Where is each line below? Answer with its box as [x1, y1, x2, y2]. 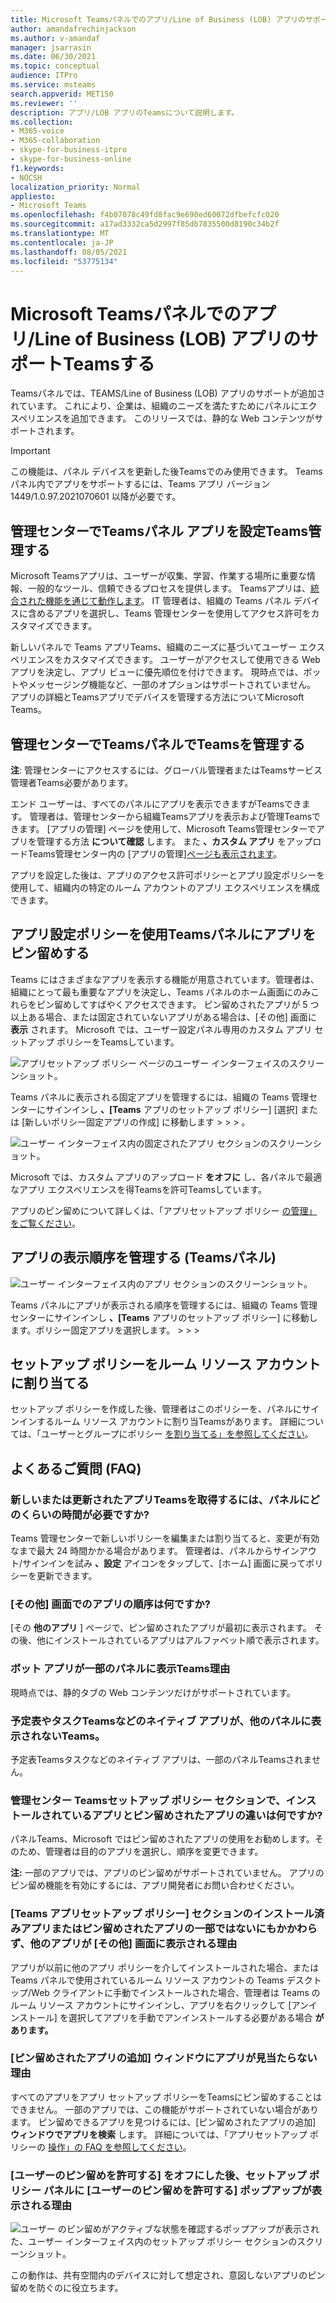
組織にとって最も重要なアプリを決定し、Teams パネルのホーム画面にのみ [10, 986, 312, 998]
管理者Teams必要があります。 [10, 776, 134, 788]
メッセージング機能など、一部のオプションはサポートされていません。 [27, 679, 317, 691]
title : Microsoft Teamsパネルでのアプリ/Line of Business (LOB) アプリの [10, 14, 307, 25]
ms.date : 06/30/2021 [10, 52, 97, 62]
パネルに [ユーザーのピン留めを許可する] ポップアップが [43, 2183, 312, 2197]
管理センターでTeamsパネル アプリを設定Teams [10, 522, 309, 540]
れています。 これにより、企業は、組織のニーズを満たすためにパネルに [10, 400, 300, 412]
